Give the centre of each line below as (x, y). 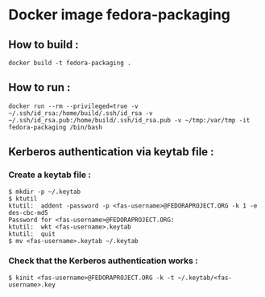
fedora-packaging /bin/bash (56, 127)
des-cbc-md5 (28, 212)
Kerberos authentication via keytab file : (112, 152)
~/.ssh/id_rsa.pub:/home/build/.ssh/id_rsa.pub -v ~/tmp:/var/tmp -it (129, 120)
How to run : (39, 87)
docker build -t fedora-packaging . (70, 63)
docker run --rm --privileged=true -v (73, 106)
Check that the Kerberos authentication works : (104, 261)
